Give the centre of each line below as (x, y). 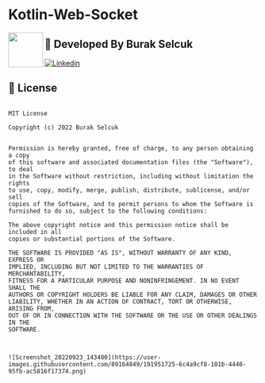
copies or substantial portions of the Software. (92, 239)
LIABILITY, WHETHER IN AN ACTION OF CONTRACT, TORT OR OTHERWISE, (120, 301)
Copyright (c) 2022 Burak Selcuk (63, 127)
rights (19, 183)
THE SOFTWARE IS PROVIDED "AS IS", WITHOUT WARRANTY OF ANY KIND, (120, 252)
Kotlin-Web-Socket (73, 15)
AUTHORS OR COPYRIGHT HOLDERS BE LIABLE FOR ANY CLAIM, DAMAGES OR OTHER (133, 295)
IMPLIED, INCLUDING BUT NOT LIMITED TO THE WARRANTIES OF (106, 267)
